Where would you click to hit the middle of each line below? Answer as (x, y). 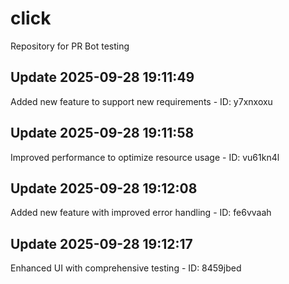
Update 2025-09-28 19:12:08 (104, 188)
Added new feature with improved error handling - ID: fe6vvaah (141, 213)
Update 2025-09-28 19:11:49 (102, 77)
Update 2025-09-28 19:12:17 (101, 243)
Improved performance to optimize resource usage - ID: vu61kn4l (145, 157)
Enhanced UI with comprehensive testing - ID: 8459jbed (126, 268)
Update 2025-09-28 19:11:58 (102, 133)
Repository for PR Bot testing (70, 46)
